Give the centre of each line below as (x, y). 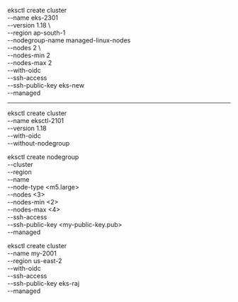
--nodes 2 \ (24, 48)
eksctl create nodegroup (43, 157)
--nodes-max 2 (30, 63)
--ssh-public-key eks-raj (44, 283)
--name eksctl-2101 (36, 121)
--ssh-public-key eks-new (46, 85)
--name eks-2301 (33, 18)
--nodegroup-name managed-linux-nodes (69, 40)
